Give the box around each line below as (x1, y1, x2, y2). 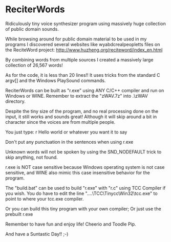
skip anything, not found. (5, 154, 58, 160)
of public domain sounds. (5, 26, 59, 32)
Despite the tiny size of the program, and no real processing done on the (5, 108, 159, 114)
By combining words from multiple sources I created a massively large (5, 56, 154, 62)
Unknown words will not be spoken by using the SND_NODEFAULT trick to (5, 148, 162, 155)
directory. (5, 98, 26, 104)
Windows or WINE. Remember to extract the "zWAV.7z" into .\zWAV (5, 93, 148, 99)
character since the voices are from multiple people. (5, 119, 116, 125)
